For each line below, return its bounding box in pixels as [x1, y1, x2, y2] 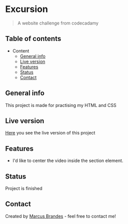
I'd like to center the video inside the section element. [12, 157, 123, 163]
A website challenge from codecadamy [17, 20, 99, 26]
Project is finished [5, 185, 43, 191]
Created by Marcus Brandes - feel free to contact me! [5, 213, 116, 219]
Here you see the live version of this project [5, 130, 95, 136]
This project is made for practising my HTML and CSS [5, 102, 116, 108]
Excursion [5, 3, 48, 15]
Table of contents [5, 34, 61, 43]
